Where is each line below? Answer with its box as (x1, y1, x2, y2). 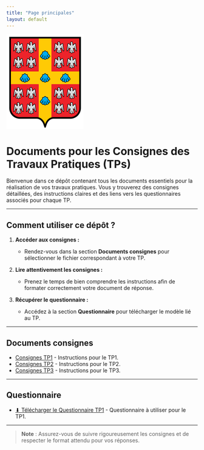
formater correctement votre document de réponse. (24, 285, 154, 292)
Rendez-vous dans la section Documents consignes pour (24, 248, 170, 255)
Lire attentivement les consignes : (15, 266, 103, 274)
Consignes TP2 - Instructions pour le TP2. (15, 361, 121, 368)
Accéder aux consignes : (15, 236, 80, 243)
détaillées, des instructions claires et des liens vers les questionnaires (6, 190, 181, 198)
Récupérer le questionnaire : (15, 296, 89, 303)
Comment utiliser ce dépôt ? (6, 220, 115, 230)
